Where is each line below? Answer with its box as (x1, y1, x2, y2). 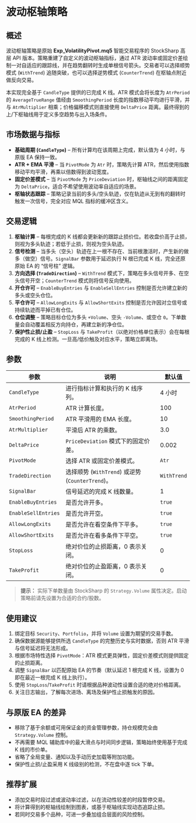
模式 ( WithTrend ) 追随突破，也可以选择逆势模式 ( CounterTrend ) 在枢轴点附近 (6, 69, 187, 76)
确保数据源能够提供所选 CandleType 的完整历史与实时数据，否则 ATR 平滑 (14, 637, 190, 644)
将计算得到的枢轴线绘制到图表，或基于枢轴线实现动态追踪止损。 (14, 803, 168, 810)
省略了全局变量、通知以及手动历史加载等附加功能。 (14, 753, 138, 760)
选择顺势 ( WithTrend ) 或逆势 (65, 468, 141, 476)
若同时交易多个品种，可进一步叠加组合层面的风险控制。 (14, 811, 148, 818)
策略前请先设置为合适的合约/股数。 (20, 595, 104, 602)
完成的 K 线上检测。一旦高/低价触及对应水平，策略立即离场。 (14, 335, 162, 343)
